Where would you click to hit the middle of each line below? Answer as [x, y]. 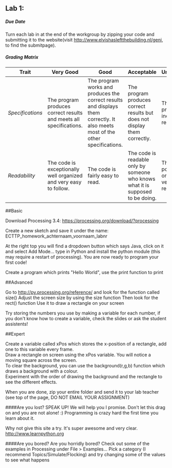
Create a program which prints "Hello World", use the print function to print [84, 272]
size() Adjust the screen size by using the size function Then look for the [82, 298]
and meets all [63, 119]
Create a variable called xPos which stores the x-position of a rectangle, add [86, 344]
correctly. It [102, 119]
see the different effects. [31, 382]
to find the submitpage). [31, 45]
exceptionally [63, 169]
